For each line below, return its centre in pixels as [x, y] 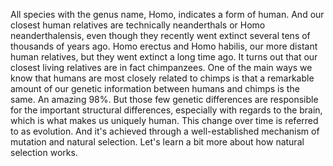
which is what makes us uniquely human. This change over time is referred [164, 120]
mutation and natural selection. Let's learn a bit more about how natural [157, 142]
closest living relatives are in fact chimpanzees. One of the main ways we [161, 67]
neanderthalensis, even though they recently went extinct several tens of [160, 35]
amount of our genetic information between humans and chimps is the [155, 88]
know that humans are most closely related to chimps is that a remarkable [162, 78]
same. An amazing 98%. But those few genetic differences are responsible [164, 99]
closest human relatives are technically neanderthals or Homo [138, 25]
